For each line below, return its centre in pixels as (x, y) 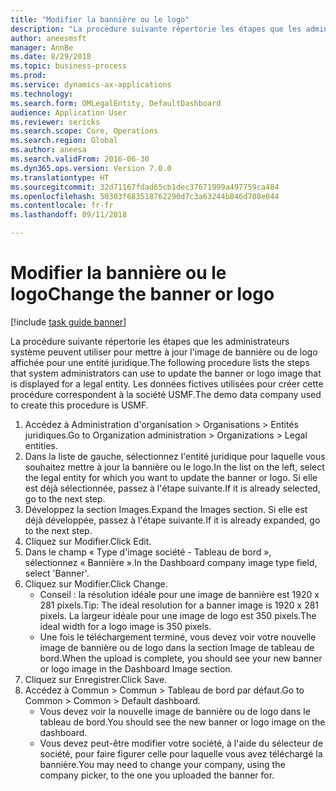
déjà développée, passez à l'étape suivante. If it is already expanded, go (172, 520)
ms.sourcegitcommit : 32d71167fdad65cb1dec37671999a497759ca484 (145, 187)
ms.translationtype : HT (60, 177)
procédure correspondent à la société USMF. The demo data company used (166, 394)
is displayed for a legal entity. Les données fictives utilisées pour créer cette (167, 383)
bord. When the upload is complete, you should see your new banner (181, 658)
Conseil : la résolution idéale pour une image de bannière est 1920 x (179, 594)
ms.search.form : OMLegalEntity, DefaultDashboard (116, 103)
